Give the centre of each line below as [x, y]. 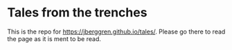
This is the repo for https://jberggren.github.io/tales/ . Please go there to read [116, 32]
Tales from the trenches [77, 13]
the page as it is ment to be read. [54, 38]
